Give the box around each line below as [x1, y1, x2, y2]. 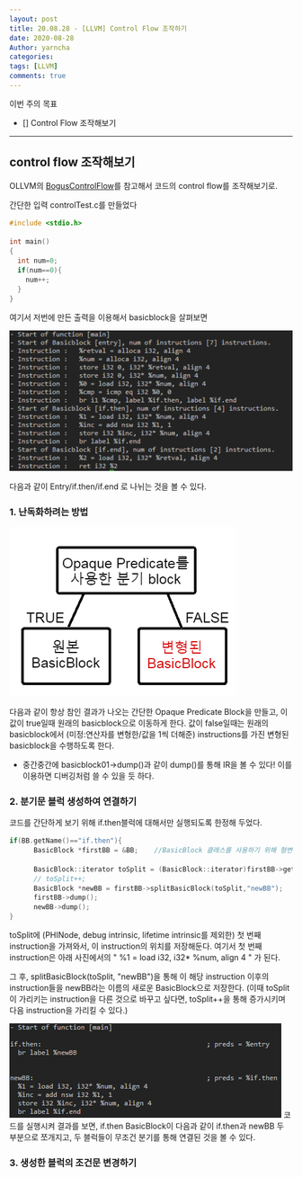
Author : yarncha [9, 43, 70, 52]
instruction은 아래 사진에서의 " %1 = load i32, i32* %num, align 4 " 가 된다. [9, 952, 281, 963]
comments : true [9, 72, 67, 81]
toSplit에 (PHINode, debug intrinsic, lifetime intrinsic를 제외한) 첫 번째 [9, 930, 262, 941]
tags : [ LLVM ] [9, 62, 58, 71]
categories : [9, 52, 54, 62]
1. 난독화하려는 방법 [9, 505, 89, 518]
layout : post [9, 14, 58, 23]
